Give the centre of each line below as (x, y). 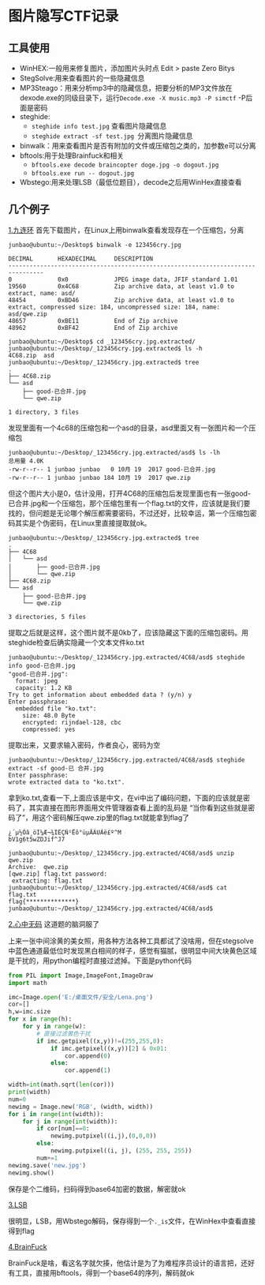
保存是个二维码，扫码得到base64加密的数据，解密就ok (97, 1189)
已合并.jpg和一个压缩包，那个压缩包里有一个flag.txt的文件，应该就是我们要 (129, 503)
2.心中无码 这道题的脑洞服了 (54, 923)
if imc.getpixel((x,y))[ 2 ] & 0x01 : (109, 1048)
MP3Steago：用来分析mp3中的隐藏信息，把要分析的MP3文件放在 (126, 88)
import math (28, 983)
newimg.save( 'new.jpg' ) (47, 1165)
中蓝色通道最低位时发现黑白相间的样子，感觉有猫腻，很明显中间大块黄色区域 (132, 950)
